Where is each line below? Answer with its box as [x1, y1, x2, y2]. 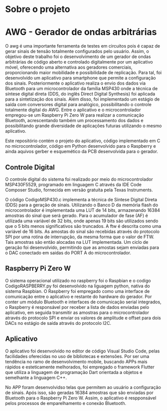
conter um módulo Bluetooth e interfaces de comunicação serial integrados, [5, 299, 162, 305]
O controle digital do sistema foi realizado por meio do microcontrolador [5, 176, 153, 182]
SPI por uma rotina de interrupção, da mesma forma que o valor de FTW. [5, 234, 155, 240]
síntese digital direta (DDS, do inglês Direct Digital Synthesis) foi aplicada [5, 91, 156, 97]
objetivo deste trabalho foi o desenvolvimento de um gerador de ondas [5, 54, 151, 60]
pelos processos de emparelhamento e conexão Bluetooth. [5, 400, 126, 406]
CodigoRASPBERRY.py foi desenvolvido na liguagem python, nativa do [5, 283, 151, 289]
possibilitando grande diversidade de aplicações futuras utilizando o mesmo [5, 123, 162, 129]
